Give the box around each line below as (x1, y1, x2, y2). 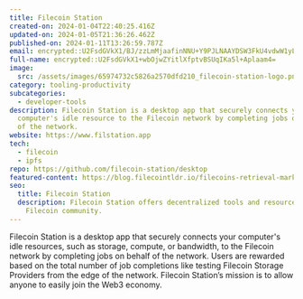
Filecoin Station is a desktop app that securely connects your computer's (9, 231, 281, 242)
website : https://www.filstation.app (9, 131, 151, 140)
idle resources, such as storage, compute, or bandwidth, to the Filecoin (9, 240, 274, 251)
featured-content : (9, 173, 78, 182)
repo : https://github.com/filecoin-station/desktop (9, 164, 207, 173)
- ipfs (17, 155, 42, 165)
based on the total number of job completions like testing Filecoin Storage (9, 259, 284, 271)
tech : (9, 139, 30, 148)
